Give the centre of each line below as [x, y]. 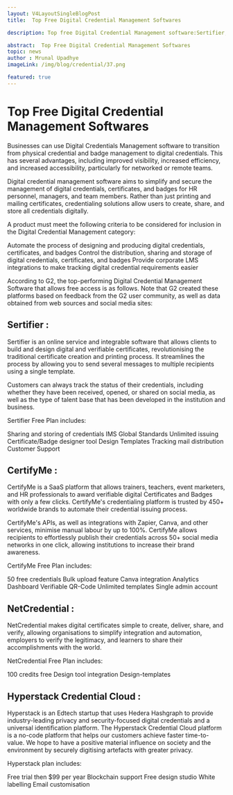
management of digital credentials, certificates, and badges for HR [102, 188]
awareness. [24, 552]
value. [16, 742]
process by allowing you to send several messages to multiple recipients [111, 364]
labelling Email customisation [49, 784]
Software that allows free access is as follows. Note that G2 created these [113, 288]
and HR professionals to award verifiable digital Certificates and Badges [110, 495]
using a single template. [41, 371]
